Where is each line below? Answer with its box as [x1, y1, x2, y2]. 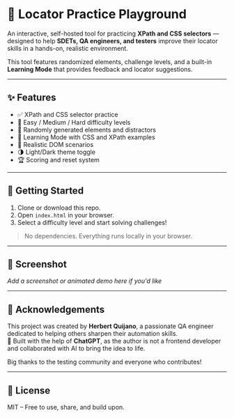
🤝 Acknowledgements [7, 303, 105, 316]
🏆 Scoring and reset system [17, 155, 100, 164]
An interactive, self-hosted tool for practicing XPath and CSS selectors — [7, 29, 219, 38]
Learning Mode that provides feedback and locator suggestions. [7, 65, 193, 73]
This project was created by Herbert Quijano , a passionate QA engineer [7, 322, 214, 330]
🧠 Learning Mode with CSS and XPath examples [17, 132, 155, 141]
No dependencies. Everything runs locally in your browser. [24, 231, 193, 240]
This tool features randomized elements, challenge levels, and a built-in [7, 57, 212, 65]
